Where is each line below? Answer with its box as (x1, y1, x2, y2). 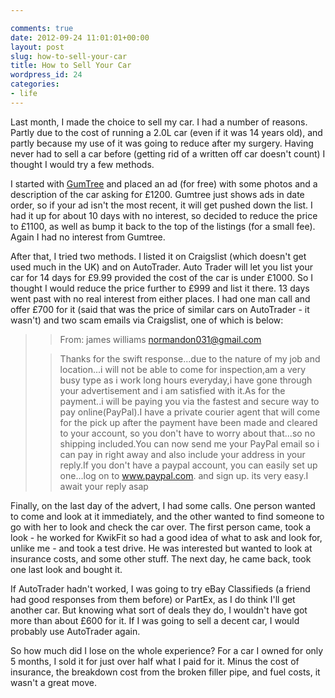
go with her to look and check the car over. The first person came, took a (10, 521, 312, 533)
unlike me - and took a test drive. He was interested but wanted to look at (10, 542, 313, 554)
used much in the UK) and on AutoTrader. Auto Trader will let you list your (10, 261, 314, 273)
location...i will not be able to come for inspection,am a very (59, 363, 307, 375)
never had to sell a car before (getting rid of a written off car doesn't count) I (10, 147, 326, 160)
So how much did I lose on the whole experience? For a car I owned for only (10, 644, 324, 656)
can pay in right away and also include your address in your (59, 448, 306, 460)
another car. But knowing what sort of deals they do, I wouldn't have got (10, 604, 308, 616)
